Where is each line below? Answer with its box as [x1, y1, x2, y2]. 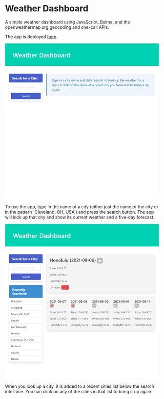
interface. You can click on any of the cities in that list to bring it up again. [5, 388, 153, 394]
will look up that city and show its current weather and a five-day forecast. [5, 214, 155, 220]
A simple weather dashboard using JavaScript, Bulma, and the [5, 19, 130, 25]
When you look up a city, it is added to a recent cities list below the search [5, 383, 155, 389]
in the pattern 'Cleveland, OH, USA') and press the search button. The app [5, 209, 154, 215]
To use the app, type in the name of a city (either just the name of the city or [5, 203, 159, 210]
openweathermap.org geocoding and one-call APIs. [5, 24, 109, 30]
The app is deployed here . [5, 34, 58, 40]
